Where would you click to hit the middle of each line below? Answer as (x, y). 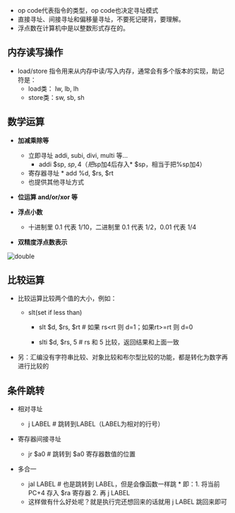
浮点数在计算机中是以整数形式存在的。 (73, 28)
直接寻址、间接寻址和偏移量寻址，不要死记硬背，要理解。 (101, 19)
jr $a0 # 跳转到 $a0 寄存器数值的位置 (82, 454)
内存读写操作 (35, 53)
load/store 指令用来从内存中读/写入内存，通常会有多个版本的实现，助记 (121, 71)
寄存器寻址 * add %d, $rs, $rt (71, 173)
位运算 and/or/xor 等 (47, 197)
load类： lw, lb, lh (53, 88)
